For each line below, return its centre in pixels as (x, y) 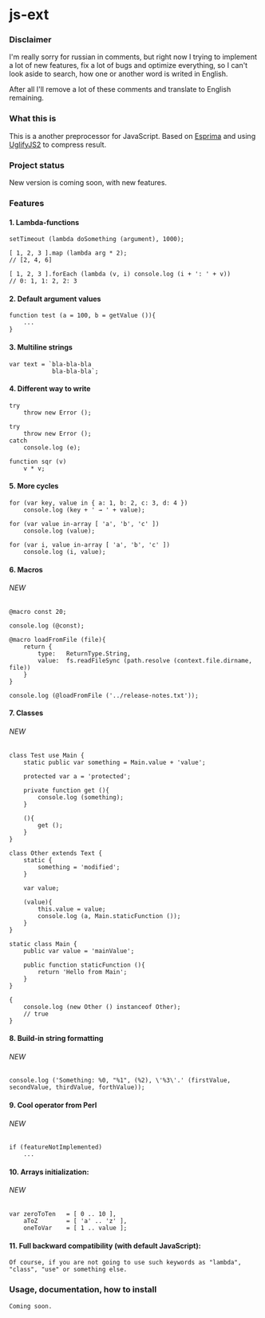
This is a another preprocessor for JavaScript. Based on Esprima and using (132, 136)
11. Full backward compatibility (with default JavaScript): (105, 1245)
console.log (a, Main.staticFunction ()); (109, 916)
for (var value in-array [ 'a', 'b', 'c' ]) (84, 524)
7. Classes (26, 713)
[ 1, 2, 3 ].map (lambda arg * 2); (68, 253)
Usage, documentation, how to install (83, 1289)
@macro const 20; (38, 612)
